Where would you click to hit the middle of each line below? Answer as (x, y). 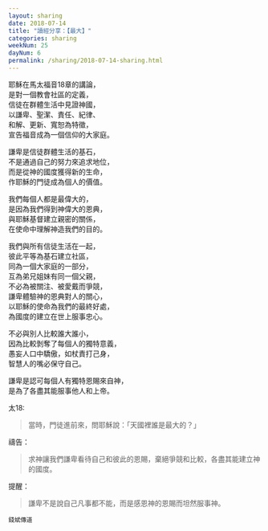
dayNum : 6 (25, 53)
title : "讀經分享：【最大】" (50, 31)
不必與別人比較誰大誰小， (51, 333)
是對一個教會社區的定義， (51, 94)
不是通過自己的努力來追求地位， (61, 161)
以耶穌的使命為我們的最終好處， (61, 306)
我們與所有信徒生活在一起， (54, 246)
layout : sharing (35, 16)
